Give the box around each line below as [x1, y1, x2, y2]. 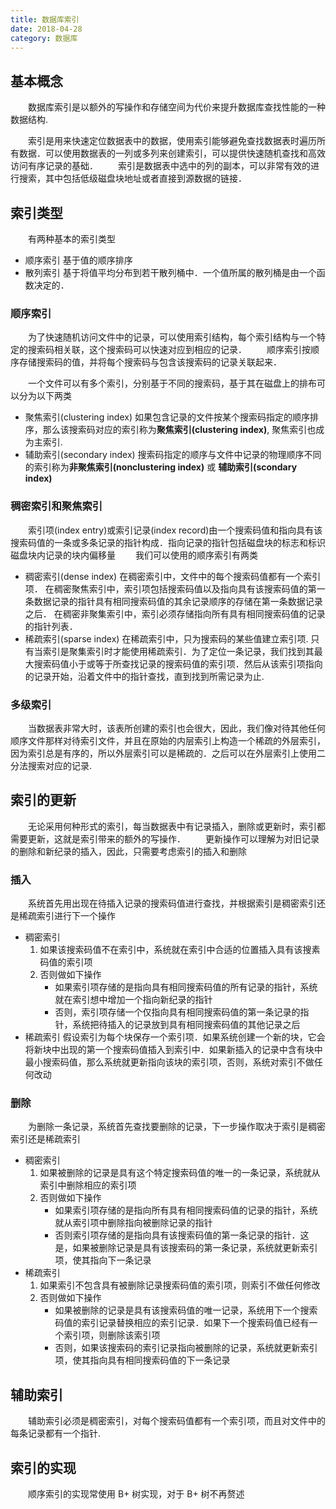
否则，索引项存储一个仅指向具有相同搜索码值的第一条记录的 [54, 1006, 301, 1018]
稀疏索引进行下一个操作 [18, 910, 116, 921]
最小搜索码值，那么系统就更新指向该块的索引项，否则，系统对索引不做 [24, 1056, 315, 1068]
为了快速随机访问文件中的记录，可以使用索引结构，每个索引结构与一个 [27, 331, 317, 343]
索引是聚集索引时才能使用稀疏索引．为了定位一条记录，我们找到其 [42, 645, 315, 657]
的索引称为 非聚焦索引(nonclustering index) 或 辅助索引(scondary [24, 461, 298, 473]
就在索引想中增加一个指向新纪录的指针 [54, 994, 213, 1005]
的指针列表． [24, 620, 78, 632]
